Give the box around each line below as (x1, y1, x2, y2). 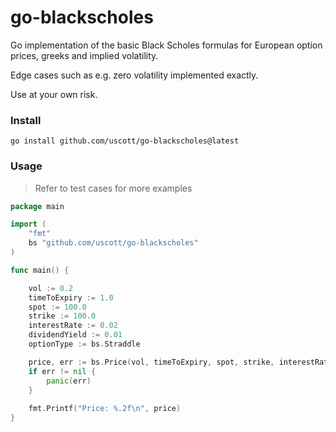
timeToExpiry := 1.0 (28, 292, 114, 303)
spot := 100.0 (28, 302, 87, 312)
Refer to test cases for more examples (34, 182, 193, 194)
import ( (10, 219, 47, 230)
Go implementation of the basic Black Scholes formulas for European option (10, 39, 323, 51)
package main (10, 201, 65, 211)
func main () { (10, 265, 70, 275)
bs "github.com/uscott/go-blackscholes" (28, 238, 199, 248)
